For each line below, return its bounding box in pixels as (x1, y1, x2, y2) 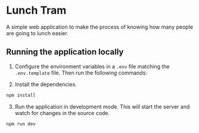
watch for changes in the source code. (14, 109, 110, 116)
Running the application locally (6, 47, 124, 57)
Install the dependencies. (14, 81, 77, 88)
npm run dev (6, 120, 36, 127)
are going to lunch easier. (6, 29, 69, 36)
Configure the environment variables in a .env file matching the (14, 63, 170, 70)
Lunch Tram (6, 4, 67, 17)
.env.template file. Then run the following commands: (14, 69, 148, 76)
